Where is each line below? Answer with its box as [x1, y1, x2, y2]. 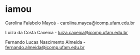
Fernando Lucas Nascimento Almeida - [5, 39, 86, 45]
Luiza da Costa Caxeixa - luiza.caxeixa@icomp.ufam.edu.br [5, 29, 128, 35]
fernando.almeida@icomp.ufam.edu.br [5, 44, 85, 50]
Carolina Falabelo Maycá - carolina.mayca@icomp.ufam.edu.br [5, 20, 135, 26]
